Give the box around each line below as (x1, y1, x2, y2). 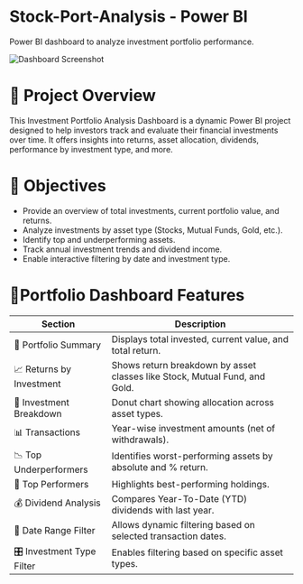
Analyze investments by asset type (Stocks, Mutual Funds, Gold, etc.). (22, 224, 283, 236)
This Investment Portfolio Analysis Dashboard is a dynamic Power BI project (9, 115, 291, 125)
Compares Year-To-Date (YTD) (111, 492, 248, 505)
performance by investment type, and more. (9, 144, 173, 154)
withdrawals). (111, 433, 170, 446)
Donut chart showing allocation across (111, 395, 275, 408)
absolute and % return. (111, 461, 209, 474)
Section (41, 318, 76, 330)
